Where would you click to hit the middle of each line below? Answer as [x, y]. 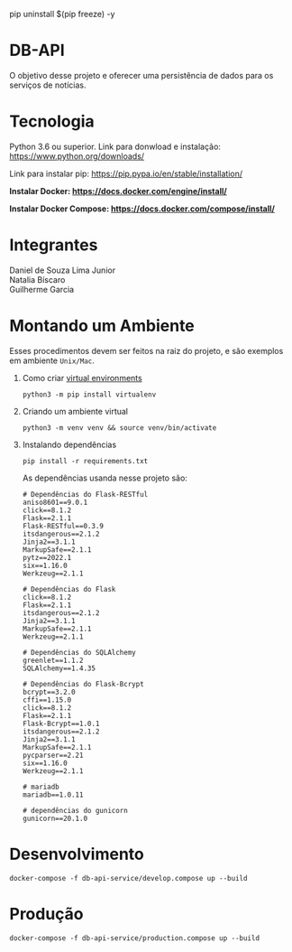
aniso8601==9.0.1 [55, 502]
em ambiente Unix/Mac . [52, 360]
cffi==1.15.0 [47, 700]
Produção [46, 914]
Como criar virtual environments [82, 378]
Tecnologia [52, 121]
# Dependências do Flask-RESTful [85, 494]
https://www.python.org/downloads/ [77, 156]
